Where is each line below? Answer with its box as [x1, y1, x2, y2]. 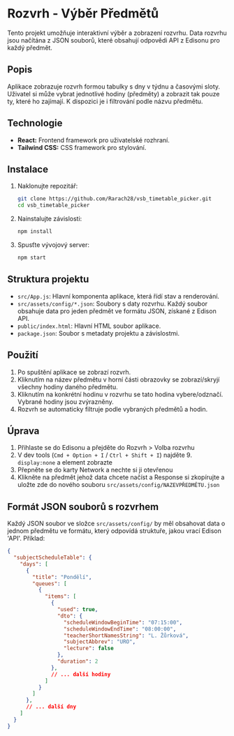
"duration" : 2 [57, 658, 98, 665]
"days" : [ [20, 560, 49, 567]
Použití [7, 350, 38, 361]
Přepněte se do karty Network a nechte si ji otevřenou [17, 466, 173, 474]
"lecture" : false [63, 645, 114, 652]
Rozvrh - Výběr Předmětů [7, 6, 159, 22]
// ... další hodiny [51, 670, 111, 678]
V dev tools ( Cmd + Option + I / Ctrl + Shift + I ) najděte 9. [17, 451, 192, 459]
